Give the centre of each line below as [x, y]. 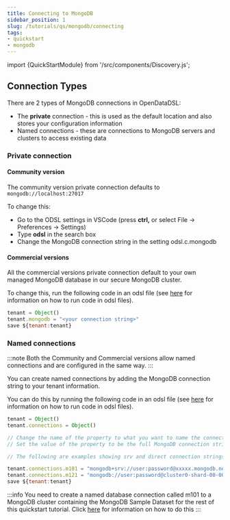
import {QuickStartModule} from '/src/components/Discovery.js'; [99, 65]
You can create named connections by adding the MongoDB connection [109, 379]
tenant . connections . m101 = [46, 469]
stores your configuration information [69, 123]
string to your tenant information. [54, 386]
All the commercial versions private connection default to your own [102, 273]
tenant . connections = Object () [52, 425]
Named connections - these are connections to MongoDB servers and [116, 130]
